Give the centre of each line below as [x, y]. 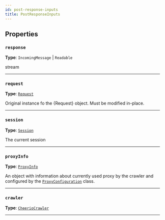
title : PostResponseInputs [33, 14]
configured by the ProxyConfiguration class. [50, 181]
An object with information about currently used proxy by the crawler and [79, 176]
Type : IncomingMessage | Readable [39, 57]
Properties [22, 34]
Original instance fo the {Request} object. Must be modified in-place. [75, 103]
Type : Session [19, 130]
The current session [25, 139]
